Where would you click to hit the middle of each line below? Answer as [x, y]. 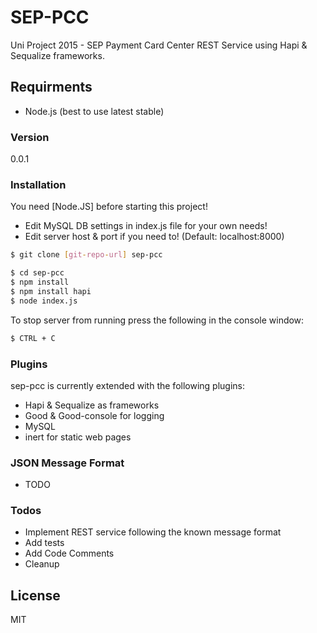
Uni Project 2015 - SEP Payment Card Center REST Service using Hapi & [159, 45]
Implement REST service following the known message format [153, 532]
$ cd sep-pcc [37, 273]
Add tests [44, 543]
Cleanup [42, 564]
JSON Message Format [67, 463]
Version [30, 137]
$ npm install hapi [51, 291]
